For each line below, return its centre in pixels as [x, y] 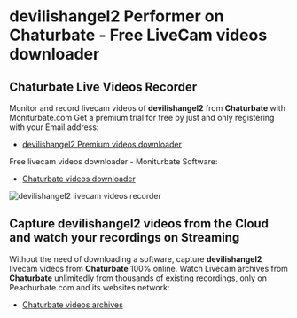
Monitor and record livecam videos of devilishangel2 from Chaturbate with [148, 108]
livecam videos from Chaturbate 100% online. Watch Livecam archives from [148, 268]
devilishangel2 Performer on [117, 16]
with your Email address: [54, 127]
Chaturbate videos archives [73, 305]
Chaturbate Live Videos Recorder [103, 87]
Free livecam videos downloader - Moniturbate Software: [113, 161]
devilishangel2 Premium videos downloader [102, 144]
